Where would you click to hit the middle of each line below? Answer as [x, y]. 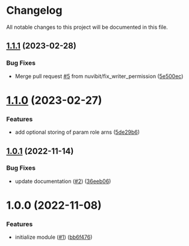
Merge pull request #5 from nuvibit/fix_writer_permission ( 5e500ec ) [99, 76]
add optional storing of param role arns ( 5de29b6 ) [77, 132]
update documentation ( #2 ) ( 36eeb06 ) [63, 181]
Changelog [34, 10]
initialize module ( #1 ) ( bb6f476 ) [54, 237]
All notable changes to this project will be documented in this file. [87, 27]
